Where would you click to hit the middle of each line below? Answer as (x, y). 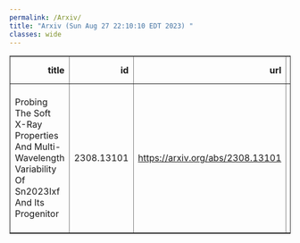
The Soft (33, 113)
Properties (37, 136)
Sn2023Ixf (37, 191)
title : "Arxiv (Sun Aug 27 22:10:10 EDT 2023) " (101, 26)
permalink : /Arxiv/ (46, 17)
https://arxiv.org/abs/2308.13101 (210, 158)
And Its (29, 203)
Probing (31, 102)
